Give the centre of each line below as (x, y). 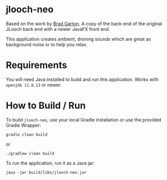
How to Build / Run (46, 106)
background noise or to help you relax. (47, 44)
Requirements (36, 65)
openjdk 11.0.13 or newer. (34, 85)
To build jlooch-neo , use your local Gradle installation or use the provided (83, 119)
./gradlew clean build (30, 153)
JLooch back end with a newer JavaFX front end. (58, 29)
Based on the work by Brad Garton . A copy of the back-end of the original (84, 24)
